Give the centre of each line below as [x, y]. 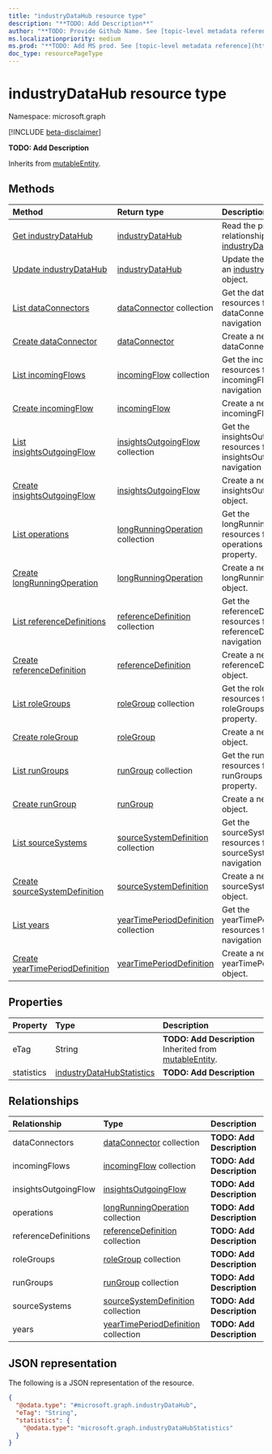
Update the [243, 259]
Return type [140, 212]
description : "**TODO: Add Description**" [81, 24]
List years [31, 925]
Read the [239, 226]
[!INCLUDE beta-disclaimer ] [55, 132]
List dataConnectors [51, 308]
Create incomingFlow [53, 408]
